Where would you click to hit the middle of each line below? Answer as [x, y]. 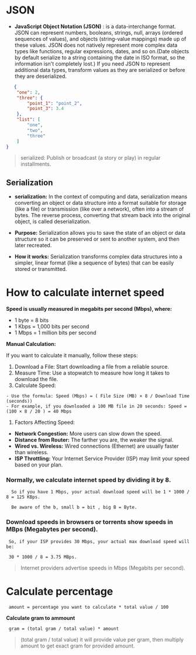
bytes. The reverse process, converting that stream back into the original [102, 215]
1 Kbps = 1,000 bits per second [52, 327]
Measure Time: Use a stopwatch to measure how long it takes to [92, 373]
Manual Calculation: [31, 344]
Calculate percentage [60, 591]
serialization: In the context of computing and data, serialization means [101, 197]
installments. [36, 164]
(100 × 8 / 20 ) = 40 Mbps [39, 411]
